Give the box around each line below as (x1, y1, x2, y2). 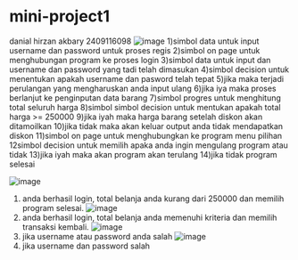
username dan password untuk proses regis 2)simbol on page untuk (9, 45, 261, 55)
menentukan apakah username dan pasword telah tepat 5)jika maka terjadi (9, 73, 284, 84)
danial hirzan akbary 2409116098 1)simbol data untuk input (9, 36, 260, 46)
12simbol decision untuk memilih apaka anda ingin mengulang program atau (9, 140, 288, 150)
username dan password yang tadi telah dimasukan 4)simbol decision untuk (9, 64, 290, 75)
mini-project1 (9, 6, 110, 27)
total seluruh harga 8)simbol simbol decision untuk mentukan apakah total (9, 102, 281, 112)
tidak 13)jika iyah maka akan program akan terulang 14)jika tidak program (9, 149, 278, 159)
